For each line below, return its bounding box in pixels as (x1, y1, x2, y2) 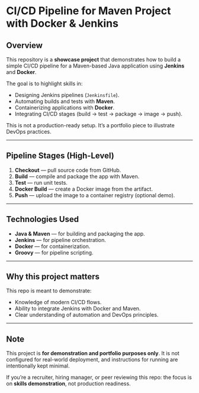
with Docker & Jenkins (6, 17, 118, 30)
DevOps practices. (6, 128, 52, 135)
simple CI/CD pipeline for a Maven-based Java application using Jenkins (6, 62, 185, 69)
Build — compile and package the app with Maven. (14, 173, 140, 180)
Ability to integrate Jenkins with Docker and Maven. (14, 305, 141, 312)
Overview (6, 40, 43, 50)
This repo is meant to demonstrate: (6, 287, 92, 294)
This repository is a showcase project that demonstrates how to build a (6, 56, 181, 63)
